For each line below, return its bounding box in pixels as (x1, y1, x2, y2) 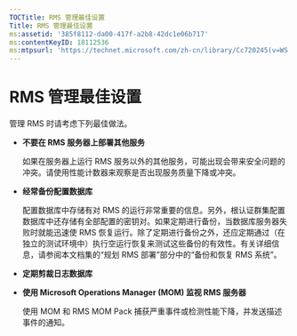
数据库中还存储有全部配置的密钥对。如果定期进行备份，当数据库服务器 (21, 216, 280, 227)
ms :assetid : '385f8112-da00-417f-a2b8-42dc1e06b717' (9, 29, 209, 38)
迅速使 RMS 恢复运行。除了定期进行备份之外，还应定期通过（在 (52, 228, 286, 238)
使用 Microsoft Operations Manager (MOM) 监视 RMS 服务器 (21, 287, 246, 298)
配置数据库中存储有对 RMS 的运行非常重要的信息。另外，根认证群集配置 (21, 205, 286, 216)
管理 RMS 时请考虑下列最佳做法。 (9, 118, 132, 129)
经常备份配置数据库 (21, 186, 93, 196)
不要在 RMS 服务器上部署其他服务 (21, 137, 145, 148)
